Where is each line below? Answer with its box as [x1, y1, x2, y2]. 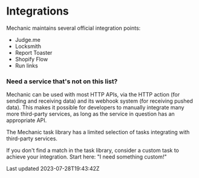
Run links [15, 62, 38, 69]
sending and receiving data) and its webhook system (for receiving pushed [6, 97, 194, 104]
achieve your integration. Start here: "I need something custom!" [6, 153, 168, 160]
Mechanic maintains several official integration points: [6, 24, 141, 32]
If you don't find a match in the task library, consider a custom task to [6, 147, 180, 154]
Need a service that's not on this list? [6, 77, 118, 86]
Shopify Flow [15, 55, 48, 63]
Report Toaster [15, 49, 53, 56]
